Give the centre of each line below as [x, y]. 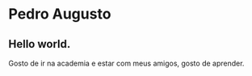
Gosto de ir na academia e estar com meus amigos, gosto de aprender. [126, 63]
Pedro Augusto [60, 14]
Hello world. [40, 44]
